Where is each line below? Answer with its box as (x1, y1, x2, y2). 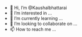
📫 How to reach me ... (9, 26, 56, 32)
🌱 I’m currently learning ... (9, 15, 63, 21)
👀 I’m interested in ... (9, 10, 52, 16)
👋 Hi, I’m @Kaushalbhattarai (9, 5, 67, 10)
